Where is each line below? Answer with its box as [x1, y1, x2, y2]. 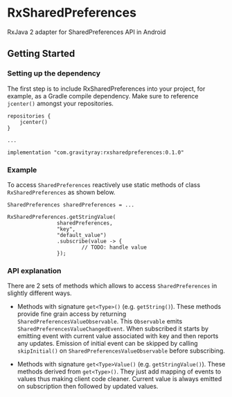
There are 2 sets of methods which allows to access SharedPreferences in [7, 282, 217, 290]
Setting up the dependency [7, 69, 101, 78]
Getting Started [7, 48, 75, 60]
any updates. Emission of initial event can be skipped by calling [17, 339, 199, 348]
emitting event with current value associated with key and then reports [17, 332, 219, 340]
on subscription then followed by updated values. [17, 382, 159, 391]
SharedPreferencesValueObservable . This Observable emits [17, 317, 183, 326]
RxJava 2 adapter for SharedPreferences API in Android [7, 28, 166, 36]
